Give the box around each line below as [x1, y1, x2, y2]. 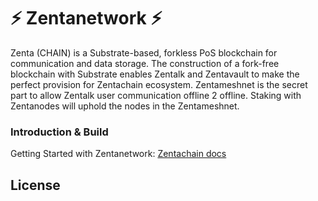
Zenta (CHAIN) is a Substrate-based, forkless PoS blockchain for [10, 46, 278, 59]
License [10, 176, 61, 194]
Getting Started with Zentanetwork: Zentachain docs [10, 148, 227, 160]
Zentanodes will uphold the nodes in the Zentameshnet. [10, 100, 240, 112]
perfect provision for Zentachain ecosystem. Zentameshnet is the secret [10, 78, 308, 90]
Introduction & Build [10, 125, 109, 139]
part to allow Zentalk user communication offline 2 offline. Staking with [10, 89, 302, 101]
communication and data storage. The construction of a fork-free [10, 57, 280, 69]
